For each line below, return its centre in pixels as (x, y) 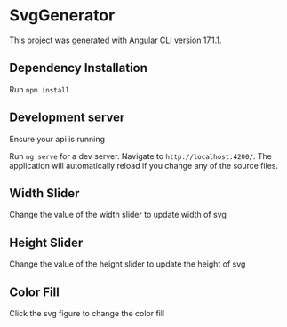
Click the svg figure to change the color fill (87, 313)
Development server (67, 118)
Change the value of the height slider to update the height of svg (128, 264)
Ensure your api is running (57, 139)
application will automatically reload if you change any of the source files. (143, 165)
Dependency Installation (79, 68)
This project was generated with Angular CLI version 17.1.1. (116, 40)
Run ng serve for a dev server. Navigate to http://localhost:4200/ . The (141, 156)
